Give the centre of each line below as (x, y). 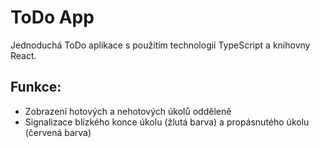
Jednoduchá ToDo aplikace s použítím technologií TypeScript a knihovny (160, 45)
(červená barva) (58, 132)
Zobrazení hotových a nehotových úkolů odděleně (128, 111)
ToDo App (52, 17)
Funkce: (36, 87)
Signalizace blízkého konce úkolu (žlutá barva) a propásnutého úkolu (167, 122)
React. (23, 55)
